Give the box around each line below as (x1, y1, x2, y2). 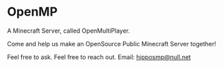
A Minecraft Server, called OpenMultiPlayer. (7, 27, 130, 35)
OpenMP (7, 4, 58, 20)
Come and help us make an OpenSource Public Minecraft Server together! (7, 39, 217, 48)
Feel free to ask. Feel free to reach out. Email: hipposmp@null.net (7, 52, 192, 61)
